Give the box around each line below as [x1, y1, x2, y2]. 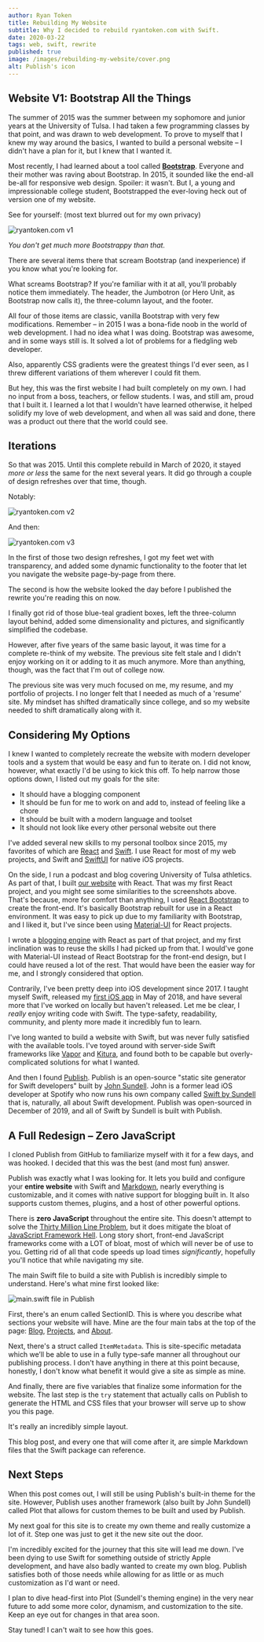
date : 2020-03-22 [8, 33, 65, 42]
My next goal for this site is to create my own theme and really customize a [8, 1521, 251, 1530]
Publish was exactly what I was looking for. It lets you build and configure [8, 1174, 246, 1182]
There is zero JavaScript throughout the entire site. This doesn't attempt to [8, 1214, 252, 1222]
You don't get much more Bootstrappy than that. [8, 240, 166, 250]
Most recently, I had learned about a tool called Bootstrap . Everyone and [8, 161, 244, 170]
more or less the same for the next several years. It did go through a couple [8, 468, 252, 478]
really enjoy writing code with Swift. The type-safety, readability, [8, 1009, 218, 1018]
